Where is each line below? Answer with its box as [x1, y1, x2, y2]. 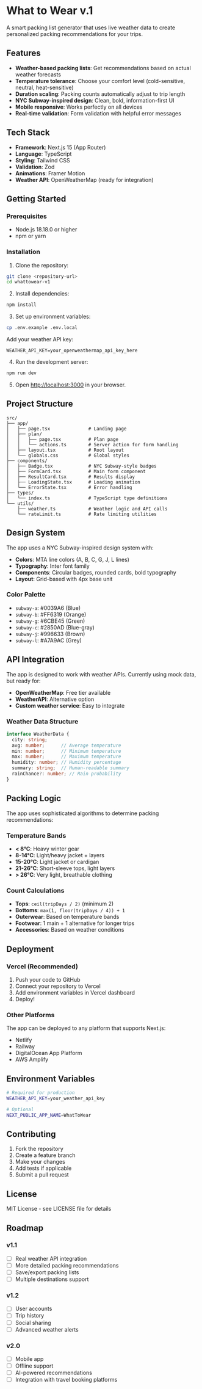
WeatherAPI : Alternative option [15, 695, 95, 703]
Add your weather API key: [6, 336, 74, 343]
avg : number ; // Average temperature [12, 742, 121, 749]
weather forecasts [15, 71, 61, 78]
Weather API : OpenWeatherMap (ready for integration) [15, 176, 154, 183]
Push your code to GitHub [15, 976, 81, 983]
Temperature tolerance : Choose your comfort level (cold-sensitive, [15, 77, 185, 84]
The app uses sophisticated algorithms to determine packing [6, 810, 159, 817]
